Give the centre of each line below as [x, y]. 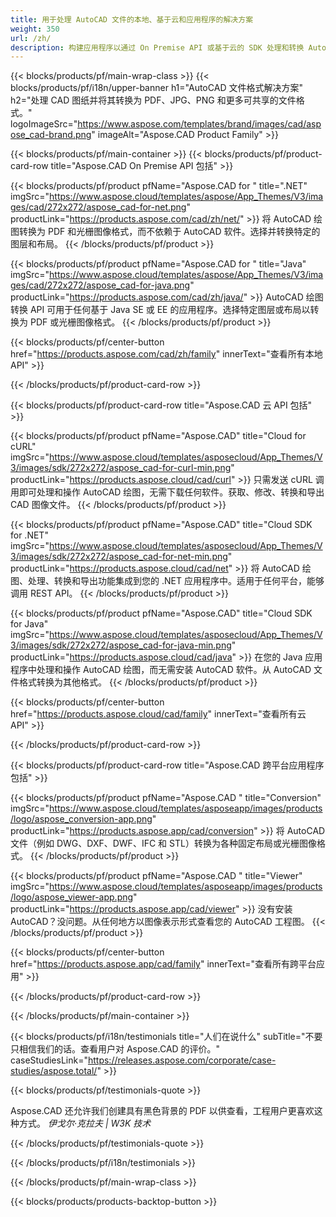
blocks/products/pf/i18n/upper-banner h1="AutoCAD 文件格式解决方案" [156, 88]
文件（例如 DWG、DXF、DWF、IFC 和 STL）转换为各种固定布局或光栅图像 [163, 843]
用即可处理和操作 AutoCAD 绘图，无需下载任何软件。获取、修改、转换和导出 [167, 492]
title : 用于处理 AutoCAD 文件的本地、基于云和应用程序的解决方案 [132, 19]
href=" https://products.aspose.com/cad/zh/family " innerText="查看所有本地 [166, 354]
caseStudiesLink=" [49, 1060]
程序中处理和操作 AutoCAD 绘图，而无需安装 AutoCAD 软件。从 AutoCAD [161, 670]
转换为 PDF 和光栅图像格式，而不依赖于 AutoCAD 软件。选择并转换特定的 [169, 232]
